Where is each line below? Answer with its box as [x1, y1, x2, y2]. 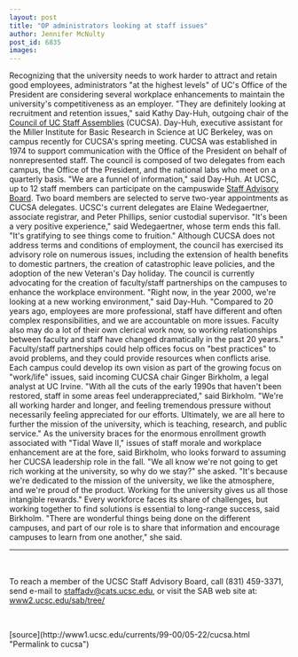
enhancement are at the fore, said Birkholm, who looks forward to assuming [9, 447, 286, 458]
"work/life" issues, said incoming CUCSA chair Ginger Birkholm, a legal [9, 372, 269, 382]
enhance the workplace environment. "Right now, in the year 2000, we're [9, 287, 277, 298]
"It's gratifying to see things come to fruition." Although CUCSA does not [9, 231, 275, 241]
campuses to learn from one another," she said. [9, 532, 183, 543]
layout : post [9, 12, 58, 22]
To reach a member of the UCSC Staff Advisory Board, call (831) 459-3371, [9, 576, 284, 587]
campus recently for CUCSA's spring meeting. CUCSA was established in [9, 137, 278, 147]
